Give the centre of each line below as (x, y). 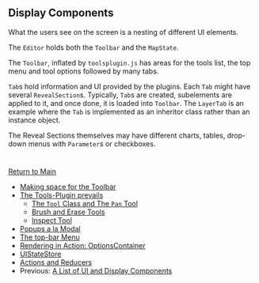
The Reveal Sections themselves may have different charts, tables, (117, 135)
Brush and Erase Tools (68, 212)
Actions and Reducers (56, 262)
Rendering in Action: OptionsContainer (83, 245)
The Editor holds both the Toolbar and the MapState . (93, 47)
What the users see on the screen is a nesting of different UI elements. (124, 32)
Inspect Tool (52, 220)
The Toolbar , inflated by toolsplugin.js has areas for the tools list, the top (129, 62)
